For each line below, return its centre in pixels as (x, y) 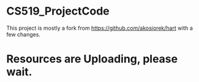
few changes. (24, 34)
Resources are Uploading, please (92, 59)
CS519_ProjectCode (58, 11)
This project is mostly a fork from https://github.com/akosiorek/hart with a (99, 28)
